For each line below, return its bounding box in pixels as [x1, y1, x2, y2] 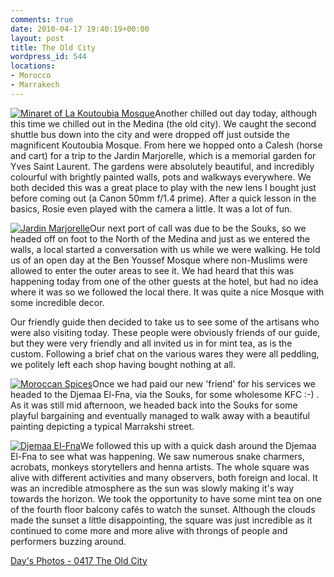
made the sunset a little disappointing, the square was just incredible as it [10, 514, 313, 526]
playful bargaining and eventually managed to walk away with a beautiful [10, 409, 310, 421]
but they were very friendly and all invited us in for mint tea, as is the [10, 337, 293, 349]
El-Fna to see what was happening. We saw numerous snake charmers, [10, 450, 305, 462]
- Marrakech [10, 80, 60, 90]
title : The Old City [10, 42, 97, 53]
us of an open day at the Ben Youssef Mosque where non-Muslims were [10, 254, 308, 266]
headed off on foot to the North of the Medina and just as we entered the [10, 232, 311, 245]
